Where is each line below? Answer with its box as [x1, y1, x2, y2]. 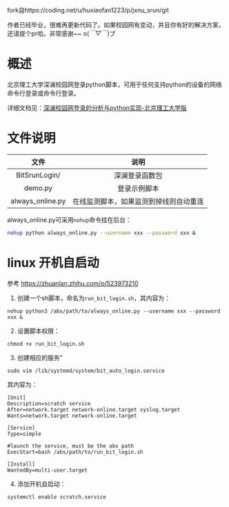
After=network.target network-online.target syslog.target [7, 406, 181, 413]
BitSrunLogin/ [16, 170, 61, 180]
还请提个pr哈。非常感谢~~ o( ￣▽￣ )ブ [7, 30, 116, 37]
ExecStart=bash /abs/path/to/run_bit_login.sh [7, 448, 143, 455]
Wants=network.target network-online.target [7, 412, 137, 419]
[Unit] [7, 394, 26, 401]
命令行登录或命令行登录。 [7, 89, 80, 97]
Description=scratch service [7, 400, 91, 407]
